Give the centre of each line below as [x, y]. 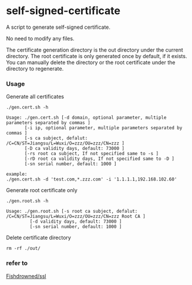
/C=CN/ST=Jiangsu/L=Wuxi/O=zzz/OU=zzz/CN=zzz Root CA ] [76, 217]
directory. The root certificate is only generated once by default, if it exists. [97, 56]
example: [17, 175]
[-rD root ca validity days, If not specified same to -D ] [100, 159]
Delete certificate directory [39, 238]
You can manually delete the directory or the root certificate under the [91, 62]
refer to [17, 263]
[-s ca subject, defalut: [56, 138]
